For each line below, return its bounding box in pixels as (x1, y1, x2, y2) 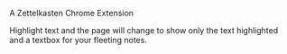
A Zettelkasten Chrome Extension (9, 8, 134, 18)
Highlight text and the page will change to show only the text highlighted (9, 25, 279, 35)
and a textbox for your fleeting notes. (9, 35, 147, 45)
